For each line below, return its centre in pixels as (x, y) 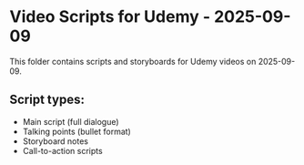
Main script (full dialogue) (71, 121)
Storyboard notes (56, 141)
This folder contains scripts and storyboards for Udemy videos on (133, 61)
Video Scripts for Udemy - (110, 17)
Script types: (47, 100)
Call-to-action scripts (62, 150)
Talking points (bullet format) (77, 131)
